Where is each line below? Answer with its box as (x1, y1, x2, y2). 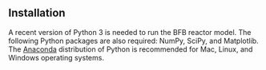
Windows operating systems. (8, 52, 104, 62)
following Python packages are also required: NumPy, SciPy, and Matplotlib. (8, 36, 259, 45)
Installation (8, 6, 66, 20)
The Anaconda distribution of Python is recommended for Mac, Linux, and (8, 44, 253, 54)
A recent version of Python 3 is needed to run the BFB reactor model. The (8, 27, 252, 37)
